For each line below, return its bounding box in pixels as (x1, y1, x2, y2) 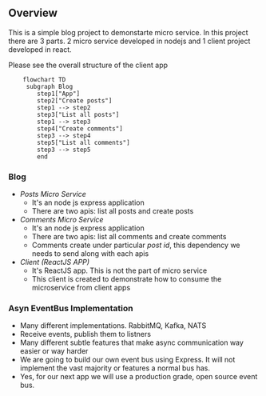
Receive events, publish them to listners (19, 330, 152, 339)
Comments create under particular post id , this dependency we (31, 240, 241, 250)
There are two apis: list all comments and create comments (31, 232, 227, 242)
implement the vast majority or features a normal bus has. (19, 363, 210, 373)
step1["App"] (37, 90, 81, 98)
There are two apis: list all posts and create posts (31, 206, 194, 216)
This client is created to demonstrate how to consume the (31, 274, 222, 284)
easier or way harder (19, 346, 89, 356)
